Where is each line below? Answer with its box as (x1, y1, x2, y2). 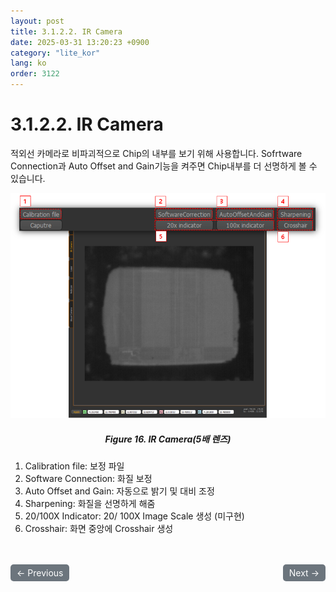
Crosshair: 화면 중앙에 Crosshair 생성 (24, 523, 174, 535)
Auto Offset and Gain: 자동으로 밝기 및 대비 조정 (24, 485, 215, 497)
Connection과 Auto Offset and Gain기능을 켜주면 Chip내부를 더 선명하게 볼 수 (10, 160, 318, 172)
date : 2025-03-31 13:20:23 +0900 (10, 37, 150, 47)
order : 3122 (10, 69, 60, 79)
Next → (288, 567, 320, 579)
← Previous (16, 567, 64, 579)
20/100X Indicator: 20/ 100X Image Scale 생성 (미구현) (24, 510, 245, 522)
